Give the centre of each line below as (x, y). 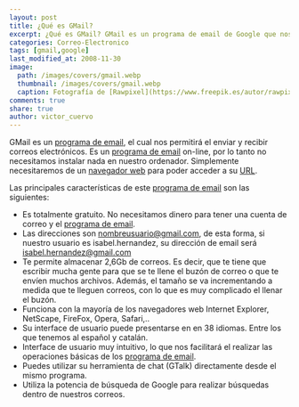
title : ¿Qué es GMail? (51, 26)
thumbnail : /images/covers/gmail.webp (89, 84)
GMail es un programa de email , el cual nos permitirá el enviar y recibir (139, 142)
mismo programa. (54, 376)
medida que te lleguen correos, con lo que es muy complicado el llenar (152, 290)
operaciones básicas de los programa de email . (109, 356)
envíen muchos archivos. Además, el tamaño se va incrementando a (147, 281)
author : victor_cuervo (51, 117)
